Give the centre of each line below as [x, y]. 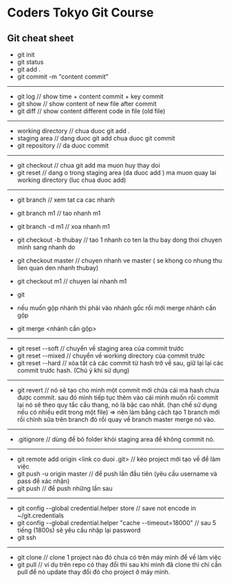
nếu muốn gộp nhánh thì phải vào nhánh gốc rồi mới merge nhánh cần [117, 308]
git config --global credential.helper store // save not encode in [106, 508]
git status [30, 62]
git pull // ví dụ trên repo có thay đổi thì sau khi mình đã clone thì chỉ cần [119, 564]
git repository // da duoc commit [63, 145]
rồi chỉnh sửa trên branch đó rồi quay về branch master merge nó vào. [116, 419]
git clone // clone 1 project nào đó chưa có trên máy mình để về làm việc [119, 557]
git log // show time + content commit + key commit [90, 96]
